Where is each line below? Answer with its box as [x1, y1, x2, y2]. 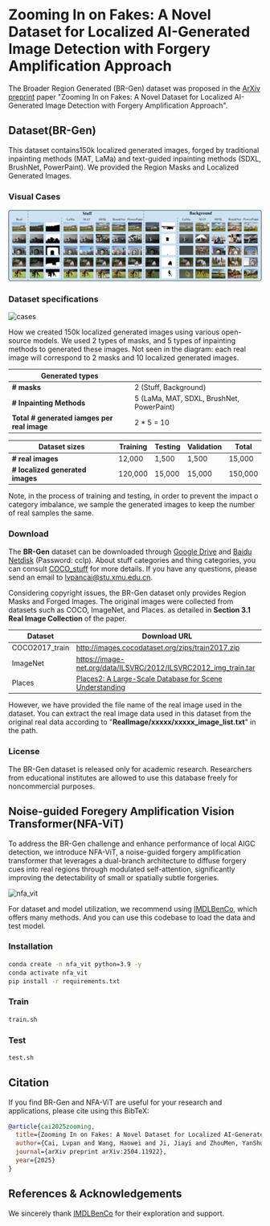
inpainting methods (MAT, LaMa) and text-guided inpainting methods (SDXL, [8, 154, 261, 163]
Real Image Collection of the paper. [8, 613, 127, 623]
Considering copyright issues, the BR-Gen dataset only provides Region [8, 588, 247, 597]
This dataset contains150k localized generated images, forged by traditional [8, 145, 260, 154]
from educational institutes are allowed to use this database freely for [8, 773, 239, 782]
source [8, 336, 32, 346]
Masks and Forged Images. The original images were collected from [8, 597, 234, 606]
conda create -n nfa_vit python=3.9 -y [8, 960, 142, 968]
